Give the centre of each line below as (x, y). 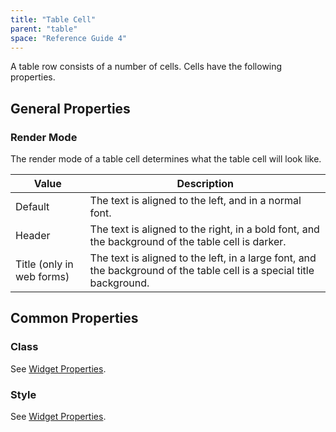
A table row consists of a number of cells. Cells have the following (146, 67)
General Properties (70, 108)
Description (205, 184)
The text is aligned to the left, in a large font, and (203, 258)
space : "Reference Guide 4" (69, 38)
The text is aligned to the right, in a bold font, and (204, 229)
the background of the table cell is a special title (202, 271)
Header (33, 236)
